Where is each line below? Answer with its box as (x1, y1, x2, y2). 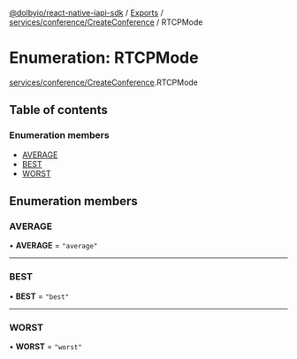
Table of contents (9, 103, 108, 118)
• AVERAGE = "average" (9, 241, 98, 251)
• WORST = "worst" (9, 340, 82, 352)
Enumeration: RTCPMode (9, 48, 199, 68)
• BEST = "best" (9, 291, 70, 302)
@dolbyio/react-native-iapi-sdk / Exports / (9, 8, 164, 18)
